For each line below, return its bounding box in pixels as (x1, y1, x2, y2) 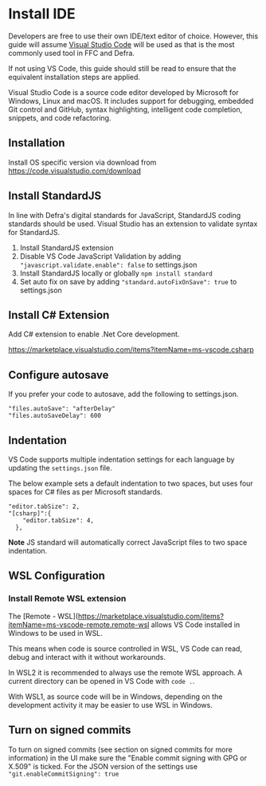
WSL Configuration (8, 569, 106, 583)
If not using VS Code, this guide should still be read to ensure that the (8, 63, 237, 73)
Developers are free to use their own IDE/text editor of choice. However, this (8, 31, 259, 41)
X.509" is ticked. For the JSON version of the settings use (8, 761, 198, 771)
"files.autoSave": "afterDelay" (8, 405, 115, 413)
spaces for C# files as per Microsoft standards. (8, 487, 163, 496)
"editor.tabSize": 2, (8, 502, 80, 510)
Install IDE (8, 5, 76, 23)
